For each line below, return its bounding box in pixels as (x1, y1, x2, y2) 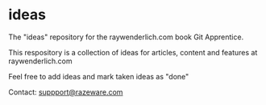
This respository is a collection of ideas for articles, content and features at (8, 47, 258, 57)
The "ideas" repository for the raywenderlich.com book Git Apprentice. (8, 32, 244, 42)
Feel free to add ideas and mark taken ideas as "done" (8, 71, 189, 81)
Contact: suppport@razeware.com (8, 87, 123, 97)
